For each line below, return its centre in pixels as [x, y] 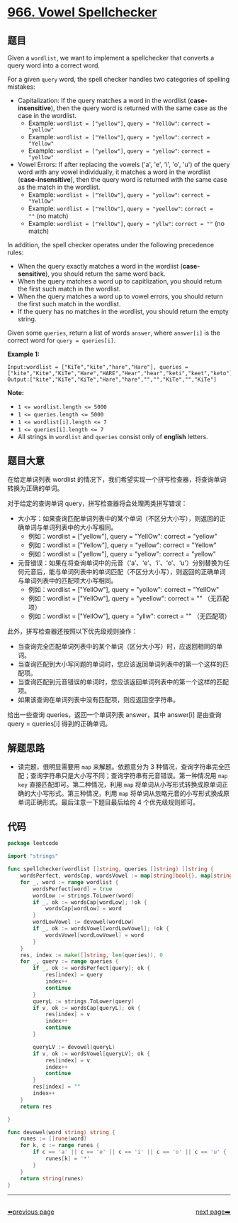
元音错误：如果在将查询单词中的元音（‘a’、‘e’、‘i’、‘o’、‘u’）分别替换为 [120, 563]
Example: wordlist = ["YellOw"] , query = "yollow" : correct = [119, 195]
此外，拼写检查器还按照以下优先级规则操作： [73, 631]
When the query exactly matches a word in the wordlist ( [100, 266]
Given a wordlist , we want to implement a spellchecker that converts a [111, 58]
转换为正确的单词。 [35, 488]
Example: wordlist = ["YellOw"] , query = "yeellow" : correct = [121, 208]
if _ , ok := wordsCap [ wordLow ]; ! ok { [90, 902]
